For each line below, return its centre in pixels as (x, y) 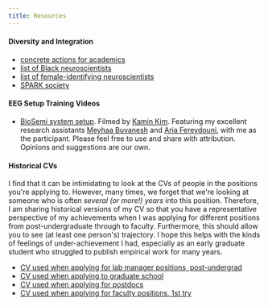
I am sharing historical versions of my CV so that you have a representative (133, 209)
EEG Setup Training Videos (54, 103)
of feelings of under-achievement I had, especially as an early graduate (127, 243)
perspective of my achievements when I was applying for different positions (134, 217)
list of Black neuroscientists (66, 68)
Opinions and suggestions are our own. (85, 147)
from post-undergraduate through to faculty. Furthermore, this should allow (134, 226)
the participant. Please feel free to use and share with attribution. (128, 139)
